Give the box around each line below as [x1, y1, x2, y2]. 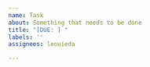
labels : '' [8, 33, 44, 41]
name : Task [8, 11, 44, 19]
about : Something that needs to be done [8, 19, 143, 26]
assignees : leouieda [8, 41, 76, 48]
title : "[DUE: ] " [8, 26, 68, 33]
